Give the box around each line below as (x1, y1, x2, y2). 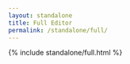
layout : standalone (8, 11, 73, 20)
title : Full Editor (8, 19, 73, 27)
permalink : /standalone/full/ (8, 26, 109, 34)
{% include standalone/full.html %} (8, 48, 123, 58)
